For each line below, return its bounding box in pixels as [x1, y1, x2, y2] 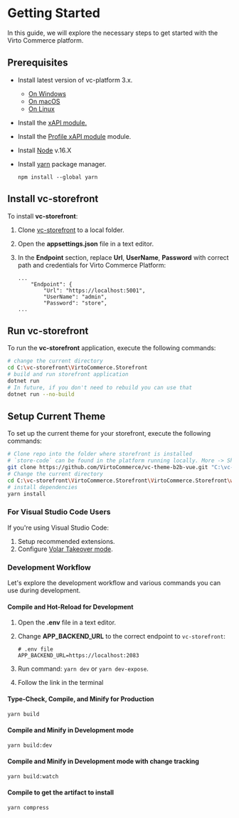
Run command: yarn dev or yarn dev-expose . [17, 664, 149, 673]
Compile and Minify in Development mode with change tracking [7, 757, 199, 766]
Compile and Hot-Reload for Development [7, 602, 134, 611]
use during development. [7, 586, 81, 595]
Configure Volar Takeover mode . [17, 545, 113, 553]
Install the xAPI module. [17, 118, 87, 127]
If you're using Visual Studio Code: [7, 523, 109, 532]
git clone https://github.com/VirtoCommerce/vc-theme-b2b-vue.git [7, 464, 208, 471]
